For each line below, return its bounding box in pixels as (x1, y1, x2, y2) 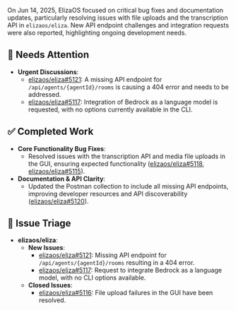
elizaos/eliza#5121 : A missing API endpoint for (28, 75, 163, 83)
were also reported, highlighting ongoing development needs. (7, 28, 187, 37)
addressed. (28, 90, 61, 98)
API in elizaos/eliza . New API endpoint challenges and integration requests (7, 21, 230, 29)
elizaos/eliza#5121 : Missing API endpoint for (38, 251, 167, 260)
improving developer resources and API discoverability (28, 189, 188, 198)
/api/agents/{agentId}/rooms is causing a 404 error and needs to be (28, 83, 229, 91)
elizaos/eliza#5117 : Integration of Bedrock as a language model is (28, 97, 218, 106)
